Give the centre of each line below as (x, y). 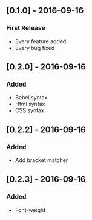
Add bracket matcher (41, 160)
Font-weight (30, 210)
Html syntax (30, 104)
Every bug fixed (35, 48)
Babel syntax (31, 98)
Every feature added (41, 41)
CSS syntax (29, 110)
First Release (26, 28)
